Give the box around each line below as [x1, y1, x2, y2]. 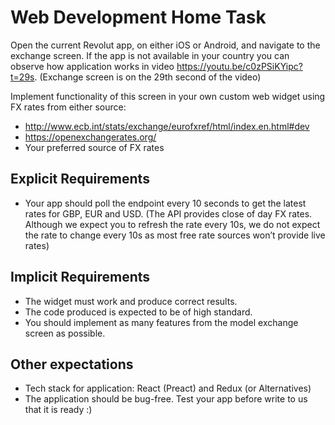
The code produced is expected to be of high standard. [24, 306, 253, 318]
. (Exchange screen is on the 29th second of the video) [34, 71, 262, 83]
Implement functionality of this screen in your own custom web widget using [10, 90, 326, 102]
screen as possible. [24, 327, 106, 339]
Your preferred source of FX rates [24, 141, 165, 153]
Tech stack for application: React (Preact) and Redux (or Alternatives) [24, 382, 312, 395]
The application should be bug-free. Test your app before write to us [24, 393, 308, 405]
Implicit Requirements [10, 269, 151, 286]
